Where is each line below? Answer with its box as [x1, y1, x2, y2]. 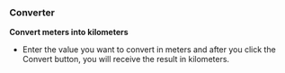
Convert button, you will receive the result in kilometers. [22, 54, 230, 65]
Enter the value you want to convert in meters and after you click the [22, 44, 276, 55]
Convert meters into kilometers [9, 27, 129, 38]
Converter [9, 6, 56, 19]
